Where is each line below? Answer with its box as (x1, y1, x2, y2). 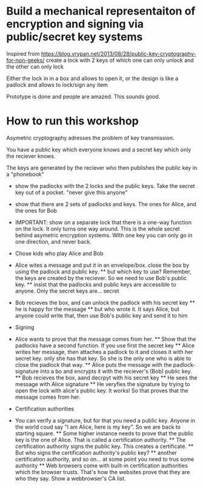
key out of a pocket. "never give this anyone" (15, 189, 128, 196)
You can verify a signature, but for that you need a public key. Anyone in (15, 416, 196, 424)
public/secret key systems (6, 30, 143, 44)
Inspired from (6, 50, 40, 57)
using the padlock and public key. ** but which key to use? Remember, (15, 268, 192, 275)
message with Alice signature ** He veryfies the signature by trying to (15, 380, 190, 387)
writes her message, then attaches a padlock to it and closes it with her (15, 348, 193, 355)
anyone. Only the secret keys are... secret (15, 287, 119, 295)
